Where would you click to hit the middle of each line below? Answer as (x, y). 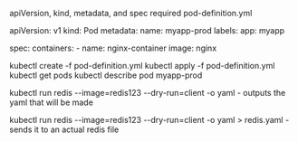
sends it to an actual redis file (64, 129)
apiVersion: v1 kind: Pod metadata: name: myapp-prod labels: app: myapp (147, 30)
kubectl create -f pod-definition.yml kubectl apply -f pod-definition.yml (142, 66)
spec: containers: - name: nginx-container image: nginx (113, 48)
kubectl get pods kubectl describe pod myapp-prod (106, 75)
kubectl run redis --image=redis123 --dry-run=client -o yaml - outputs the (148, 93)
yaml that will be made (51, 102)
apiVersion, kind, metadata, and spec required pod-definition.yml (131, 13)
